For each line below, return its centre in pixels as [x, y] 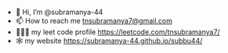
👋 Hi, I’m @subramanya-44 [59, 12]
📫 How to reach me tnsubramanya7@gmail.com [94, 21]
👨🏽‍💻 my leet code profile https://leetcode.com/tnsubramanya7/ [118, 32]
